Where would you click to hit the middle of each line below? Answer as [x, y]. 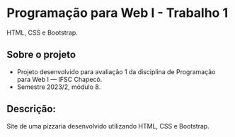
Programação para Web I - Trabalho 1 [117, 13]
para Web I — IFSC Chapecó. [59, 79]
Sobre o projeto [41, 55]
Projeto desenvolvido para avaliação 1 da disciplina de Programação [116, 71]
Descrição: [31, 109]
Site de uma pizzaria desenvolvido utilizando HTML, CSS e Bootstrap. [108, 126]
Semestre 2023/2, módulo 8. [59, 87]
